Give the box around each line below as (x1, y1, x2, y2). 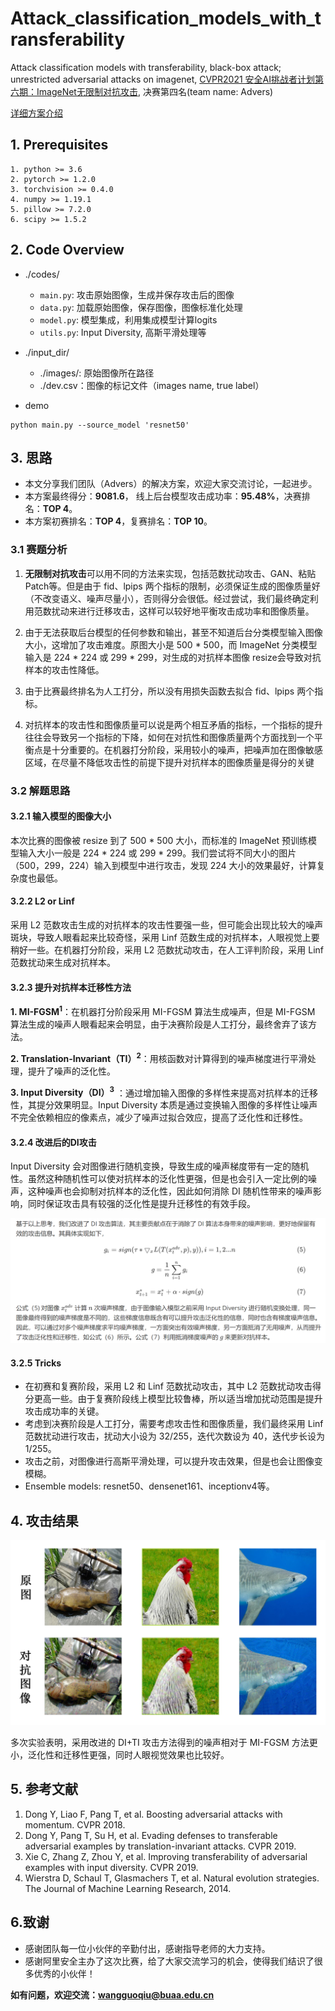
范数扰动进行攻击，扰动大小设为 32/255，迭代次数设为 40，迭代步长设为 (24, 1430, 325, 1442)
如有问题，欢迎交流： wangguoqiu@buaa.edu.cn (10, 1988, 215, 2001)
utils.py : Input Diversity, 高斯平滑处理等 (39, 326, 207, 338)
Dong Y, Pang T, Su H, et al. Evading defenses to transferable (24, 1829, 278, 1841)
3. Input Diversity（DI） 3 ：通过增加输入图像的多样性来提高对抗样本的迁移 (10, 1085, 319, 1099)
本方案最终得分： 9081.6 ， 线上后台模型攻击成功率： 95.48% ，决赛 (24, 490, 302, 502)
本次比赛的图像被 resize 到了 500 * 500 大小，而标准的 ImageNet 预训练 (10, 834, 309, 846)
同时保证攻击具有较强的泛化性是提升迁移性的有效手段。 (27, 1198, 256, 1210)
